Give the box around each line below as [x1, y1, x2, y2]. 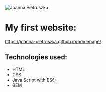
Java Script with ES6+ [12, 77, 58, 83]
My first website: [5, 22, 77, 33]
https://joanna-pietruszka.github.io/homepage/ [5, 38, 102, 44]
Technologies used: [5, 53, 68, 62]
